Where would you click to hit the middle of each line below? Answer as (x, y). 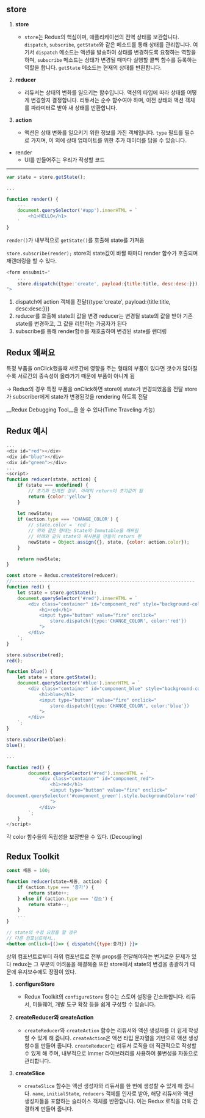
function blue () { (30, 672)
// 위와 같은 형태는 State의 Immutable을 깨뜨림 (84, 531)
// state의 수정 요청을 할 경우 (42, 932)
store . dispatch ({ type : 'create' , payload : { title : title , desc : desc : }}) (108, 283)
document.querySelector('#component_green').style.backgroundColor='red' (102, 796)
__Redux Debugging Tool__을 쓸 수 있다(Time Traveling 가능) (81, 410)
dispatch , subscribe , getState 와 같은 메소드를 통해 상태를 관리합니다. (108, 44)
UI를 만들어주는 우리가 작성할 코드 (64, 159)
